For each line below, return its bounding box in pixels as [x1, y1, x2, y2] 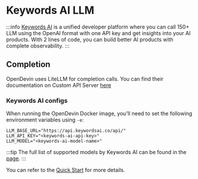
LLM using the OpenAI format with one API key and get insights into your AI [6, 29, 191, 36]
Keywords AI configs [6, 96, 68, 105]
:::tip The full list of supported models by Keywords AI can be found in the [6, 149, 187, 156]
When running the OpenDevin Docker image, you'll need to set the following [6, 110, 193, 117]
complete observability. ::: [6, 42, 70, 49]
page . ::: [6, 155, 27, 162]
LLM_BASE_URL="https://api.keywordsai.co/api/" [6, 128, 127, 134]
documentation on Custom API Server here [6, 81, 112, 89]
